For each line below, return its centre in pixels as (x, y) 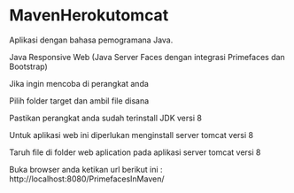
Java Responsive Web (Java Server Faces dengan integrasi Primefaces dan (147, 57)
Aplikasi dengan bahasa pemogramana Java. (91, 40)
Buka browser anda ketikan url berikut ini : (86, 169)
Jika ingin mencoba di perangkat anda (79, 83)
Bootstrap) (29, 66)
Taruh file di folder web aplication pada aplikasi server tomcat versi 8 (135, 152)
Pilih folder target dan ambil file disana (79, 100)
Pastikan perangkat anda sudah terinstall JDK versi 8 (105, 118)
